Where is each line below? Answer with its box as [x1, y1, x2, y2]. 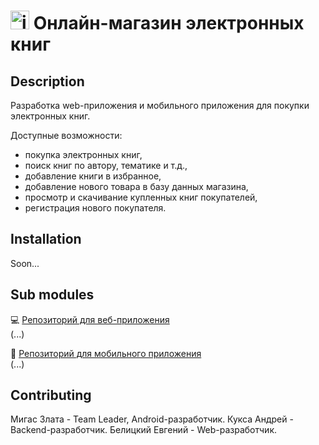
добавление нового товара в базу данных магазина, [24, 181, 249, 192]
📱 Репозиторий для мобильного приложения [10, 347, 202, 359]
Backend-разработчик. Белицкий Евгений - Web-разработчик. [10, 424, 278, 436]
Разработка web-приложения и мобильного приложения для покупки [10, 100, 310, 111]
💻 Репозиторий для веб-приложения [10, 313, 170, 325]
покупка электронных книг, [24, 149, 143, 160]
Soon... [10, 257, 40, 269]
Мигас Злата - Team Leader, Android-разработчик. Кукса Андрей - [10, 413, 294, 425]
